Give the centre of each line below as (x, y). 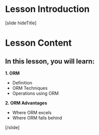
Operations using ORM (35, 93)
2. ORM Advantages (26, 103)
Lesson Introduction (48, 9)
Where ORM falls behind (37, 118)
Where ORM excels (32, 112)
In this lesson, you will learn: (50, 61)
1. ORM (12, 73)
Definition (22, 82)
